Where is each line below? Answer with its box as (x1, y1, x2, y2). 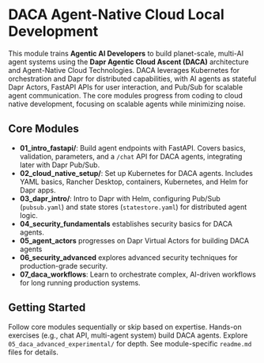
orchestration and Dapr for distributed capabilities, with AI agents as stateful (8, 74, 257, 83)
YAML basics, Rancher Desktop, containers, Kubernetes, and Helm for (19, 177, 249, 186)
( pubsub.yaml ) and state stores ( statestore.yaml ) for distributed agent (19, 202, 247, 212)
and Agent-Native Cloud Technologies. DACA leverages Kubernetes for (8, 65, 240, 75)
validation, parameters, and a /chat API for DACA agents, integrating (19, 151, 243, 161)
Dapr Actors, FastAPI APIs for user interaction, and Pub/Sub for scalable (8, 82, 243, 92)
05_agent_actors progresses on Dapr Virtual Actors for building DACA (19, 235, 250, 245)
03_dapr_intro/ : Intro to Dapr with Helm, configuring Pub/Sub (19, 193, 221, 203)
